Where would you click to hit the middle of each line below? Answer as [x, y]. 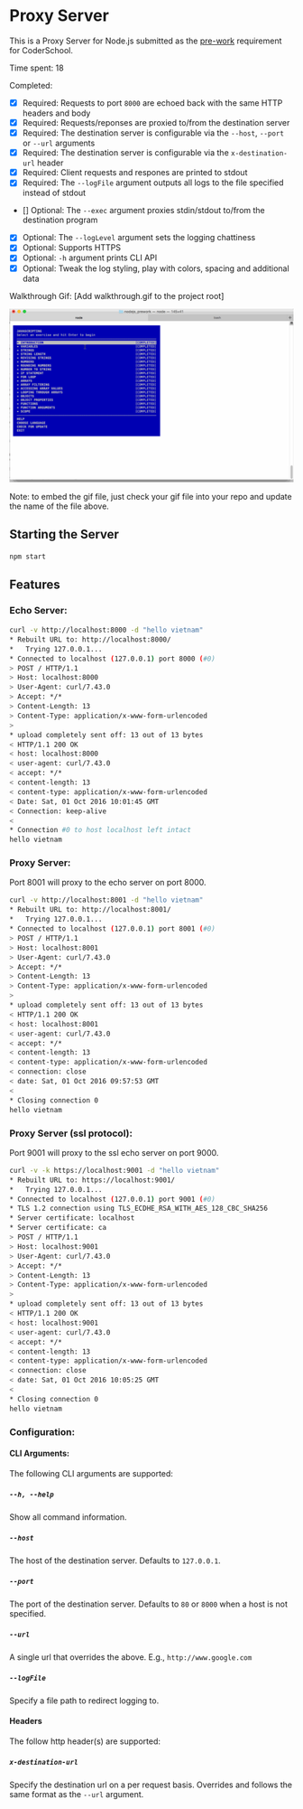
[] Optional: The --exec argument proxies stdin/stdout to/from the [144, 211]
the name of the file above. [60, 506]
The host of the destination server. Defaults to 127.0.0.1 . [115, 1561]
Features [35, 584]
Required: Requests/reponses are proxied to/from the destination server [156, 122]
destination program [60, 220]
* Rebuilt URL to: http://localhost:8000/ [90, 639]
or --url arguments [59, 143]
